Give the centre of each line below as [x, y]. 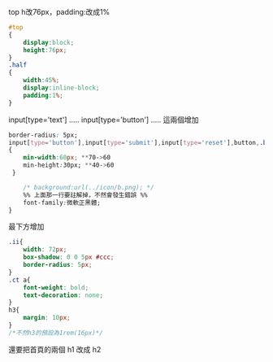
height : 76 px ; [45, 50]
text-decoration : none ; [63, 295]
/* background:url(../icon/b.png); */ [89, 187]
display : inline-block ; [61, 88]
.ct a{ [19, 280]
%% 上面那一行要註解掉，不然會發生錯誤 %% [85, 195]
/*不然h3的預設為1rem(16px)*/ [56, 333]
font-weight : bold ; [56, 287]
